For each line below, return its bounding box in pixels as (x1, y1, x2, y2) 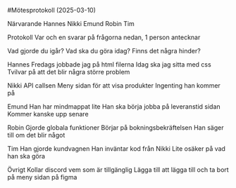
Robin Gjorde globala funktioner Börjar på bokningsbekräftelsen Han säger (7, 123, 224, 132)
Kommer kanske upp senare (7, 110, 89, 118)
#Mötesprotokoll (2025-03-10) (7, 6, 97, 14)
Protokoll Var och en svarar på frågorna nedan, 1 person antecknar (7, 33, 201, 41)
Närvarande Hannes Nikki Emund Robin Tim (7, 20, 135, 27)
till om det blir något (7, 131, 66, 139)
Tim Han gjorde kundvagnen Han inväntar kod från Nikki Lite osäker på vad (7, 145, 225, 153)
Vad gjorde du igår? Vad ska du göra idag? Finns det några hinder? (7, 47, 201, 55)
